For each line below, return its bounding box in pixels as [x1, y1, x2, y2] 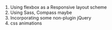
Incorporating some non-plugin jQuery [10, 15, 92, 20]
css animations [10, 20, 42, 26]
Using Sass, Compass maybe [10, 9, 73, 15]
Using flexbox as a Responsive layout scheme [10, 4, 107, 10]
